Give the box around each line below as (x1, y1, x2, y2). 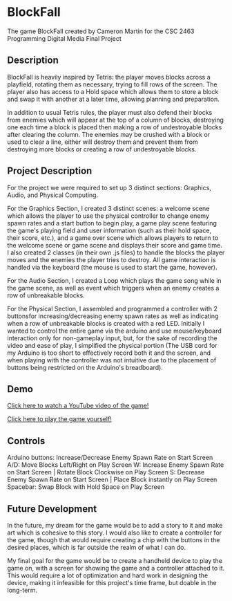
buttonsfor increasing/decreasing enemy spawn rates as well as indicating (7, 312, 219, 320)
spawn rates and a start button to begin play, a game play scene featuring (7, 219, 217, 227)
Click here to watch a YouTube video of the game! (7, 402, 149, 410)
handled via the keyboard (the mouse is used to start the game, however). (7, 263, 217, 271)
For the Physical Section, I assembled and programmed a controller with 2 (7, 304, 217, 313)
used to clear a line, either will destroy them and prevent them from (7, 138, 198, 146)
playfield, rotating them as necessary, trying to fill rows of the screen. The (7, 80, 217, 89)
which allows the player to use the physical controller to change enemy (7, 212, 209, 220)
